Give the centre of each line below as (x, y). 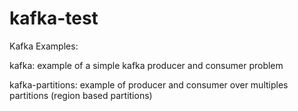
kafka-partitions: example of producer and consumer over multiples (149, 84)
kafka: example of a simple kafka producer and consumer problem (146, 65)
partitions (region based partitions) (81, 95)
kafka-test (54, 18)
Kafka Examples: (44, 46)
